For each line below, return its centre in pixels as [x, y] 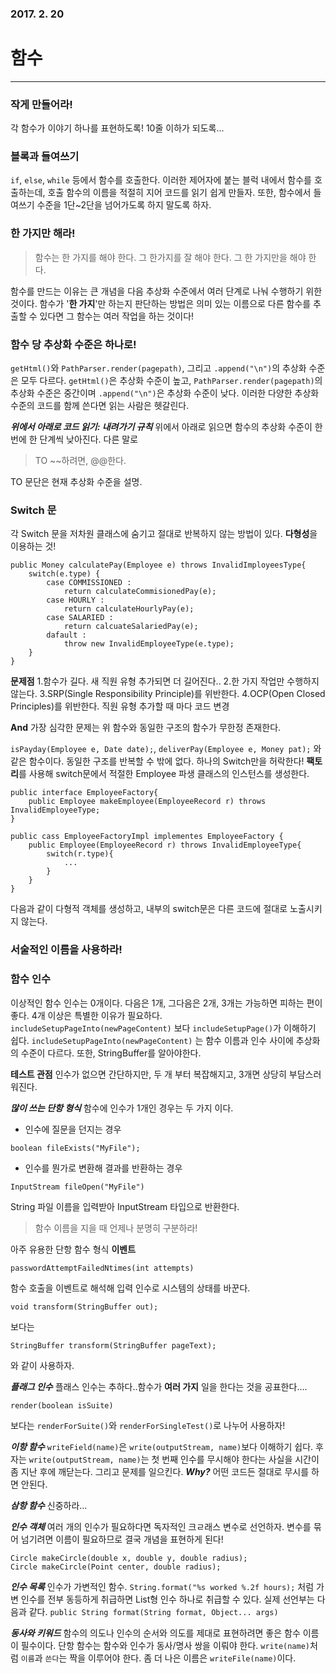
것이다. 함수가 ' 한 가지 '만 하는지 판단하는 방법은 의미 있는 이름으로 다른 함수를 [161, 303]
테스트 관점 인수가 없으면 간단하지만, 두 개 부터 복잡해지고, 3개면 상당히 [148, 1074]
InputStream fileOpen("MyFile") [77, 1187]
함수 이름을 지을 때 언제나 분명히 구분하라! [116, 1228]
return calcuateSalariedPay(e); [131, 627]
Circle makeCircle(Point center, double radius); [116, 1567]
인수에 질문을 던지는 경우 [73, 1129]
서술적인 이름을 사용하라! [66, 950]
